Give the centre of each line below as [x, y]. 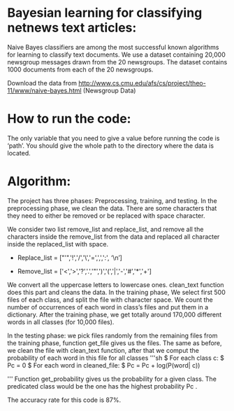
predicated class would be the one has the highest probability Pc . [102, 386]
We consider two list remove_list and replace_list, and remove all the [105, 229]
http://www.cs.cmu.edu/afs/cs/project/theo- [142, 83]
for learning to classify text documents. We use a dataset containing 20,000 [116, 55]
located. [19, 153]
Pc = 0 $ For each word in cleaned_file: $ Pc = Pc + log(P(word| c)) [104, 365]
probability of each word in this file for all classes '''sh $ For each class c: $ [116, 358]
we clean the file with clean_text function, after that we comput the [103, 350]
